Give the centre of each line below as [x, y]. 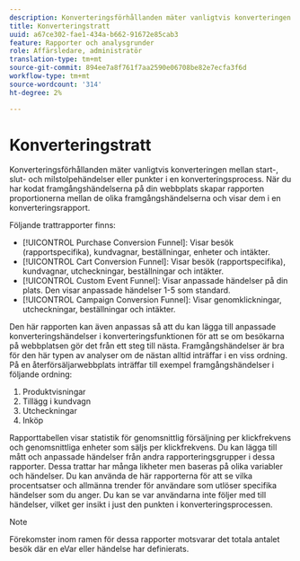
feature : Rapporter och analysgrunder [82, 43]
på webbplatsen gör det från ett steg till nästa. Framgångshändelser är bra [147, 346]
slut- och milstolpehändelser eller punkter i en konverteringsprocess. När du [150, 180]
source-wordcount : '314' [56, 84]
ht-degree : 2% [36, 92]
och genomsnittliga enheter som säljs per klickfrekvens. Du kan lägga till [143, 447]
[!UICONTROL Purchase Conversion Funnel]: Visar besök [128, 242]
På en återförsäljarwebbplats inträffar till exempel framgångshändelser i [142, 365]
